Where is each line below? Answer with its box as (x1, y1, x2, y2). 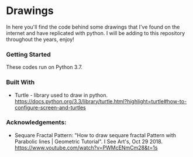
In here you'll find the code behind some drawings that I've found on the (6, 23, 180, 30)
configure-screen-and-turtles (14, 104, 87, 111)
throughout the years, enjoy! (6, 36, 74, 43)
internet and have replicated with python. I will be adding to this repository (6, 29, 185, 36)
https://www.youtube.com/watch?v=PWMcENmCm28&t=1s (14, 144, 158, 151)
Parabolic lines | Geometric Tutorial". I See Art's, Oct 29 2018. (14, 138, 163, 145)
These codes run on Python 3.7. (6, 64, 83, 71)
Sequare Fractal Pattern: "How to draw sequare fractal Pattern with (14, 131, 177, 138)
